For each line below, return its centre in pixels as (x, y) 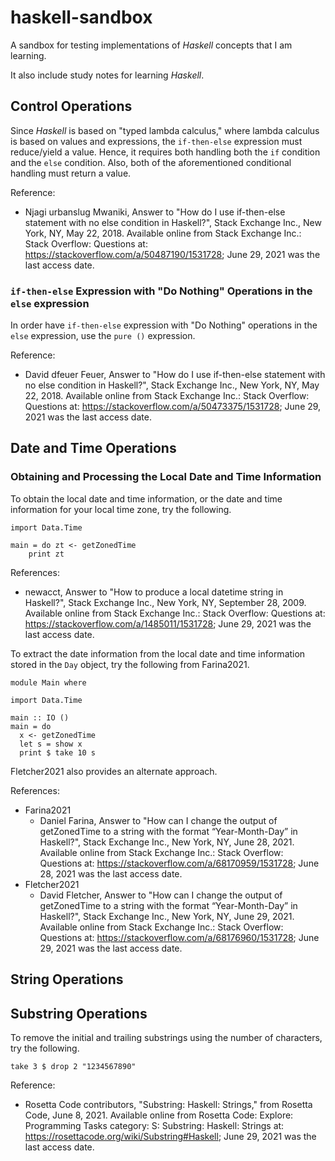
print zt (46, 554)
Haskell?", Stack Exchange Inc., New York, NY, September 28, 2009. (165, 602)
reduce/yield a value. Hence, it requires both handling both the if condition (165, 152)
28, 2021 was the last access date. (111, 873)
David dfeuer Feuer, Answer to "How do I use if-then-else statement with (175, 375)
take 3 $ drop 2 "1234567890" (73, 1066)
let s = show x (51, 744)
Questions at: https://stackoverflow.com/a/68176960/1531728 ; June (179, 937)
